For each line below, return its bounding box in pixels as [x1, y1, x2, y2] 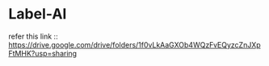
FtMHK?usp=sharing [8, 48, 78, 58]
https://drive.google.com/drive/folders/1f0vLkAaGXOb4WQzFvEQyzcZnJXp [8, 39, 261, 49]
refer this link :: [8, 31, 58, 41]
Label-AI [8, 5, 67, 23]
